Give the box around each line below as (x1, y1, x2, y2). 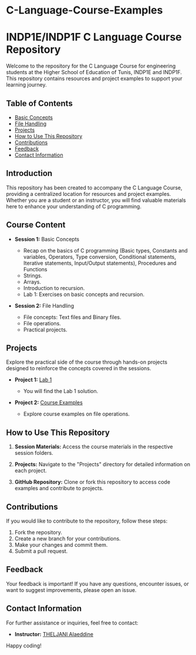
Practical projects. (23, 326, 67, 333)
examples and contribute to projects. (14, 485, 104, 492)
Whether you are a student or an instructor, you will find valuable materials (6, 197, 186, 204)
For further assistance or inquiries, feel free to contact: (6, 619, 139, 626)
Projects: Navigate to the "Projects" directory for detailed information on (14, 461, 191, 468)
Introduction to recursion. (23, 284, 85, 291)
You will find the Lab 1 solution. (23, 388, 99, 395)
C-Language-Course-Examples (6, 4, 163, 17)
